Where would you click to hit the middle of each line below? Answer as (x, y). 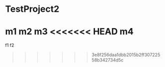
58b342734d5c (108, 60)
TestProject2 (32, 9)
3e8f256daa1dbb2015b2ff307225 (126, 55)
